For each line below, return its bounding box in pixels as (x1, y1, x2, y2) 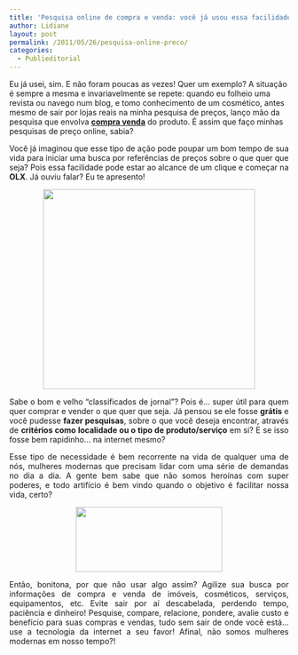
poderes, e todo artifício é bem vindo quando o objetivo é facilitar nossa (9, 480, 289, 490)
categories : (9, 46, 53, 55)
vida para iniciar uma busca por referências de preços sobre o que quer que (9, 153, 289, 163)
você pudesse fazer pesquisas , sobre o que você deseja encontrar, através (9, 415, 290, 426)
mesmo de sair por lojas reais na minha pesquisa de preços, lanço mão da (9, 108, 280, 117)
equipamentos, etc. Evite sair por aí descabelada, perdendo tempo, (9, 598, 289, 609)
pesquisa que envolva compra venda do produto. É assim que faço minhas (9, 116, 284, 127)
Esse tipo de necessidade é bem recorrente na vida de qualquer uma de (9, 451, 289, 462)
